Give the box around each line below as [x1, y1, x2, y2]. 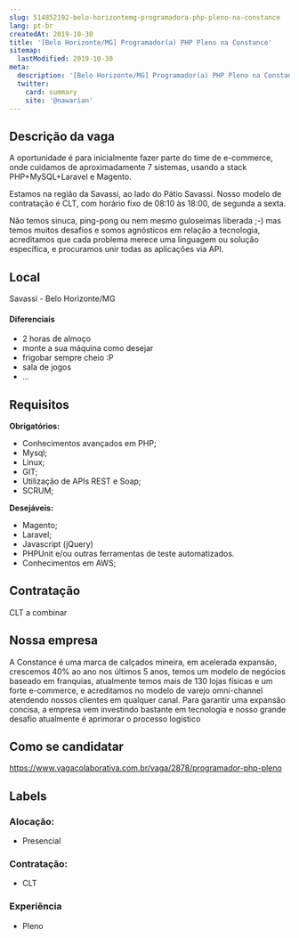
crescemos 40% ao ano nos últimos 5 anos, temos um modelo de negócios [9, 665, 287, 677]
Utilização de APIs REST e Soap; [21, 476, 141, 486]
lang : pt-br [9, 21, 53, 30]
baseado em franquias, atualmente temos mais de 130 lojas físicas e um [9, 675, 273, 686]
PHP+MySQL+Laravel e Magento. [9, 171, 132, 183]
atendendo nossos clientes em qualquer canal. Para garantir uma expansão [9, 694, 287, 705]
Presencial [21, 836, 61, 846]
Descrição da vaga [9, 128, 116, 143]
